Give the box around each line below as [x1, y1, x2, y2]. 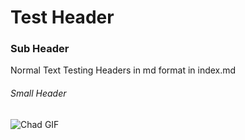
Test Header [10, 6, 115, 29]
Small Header [10, 87, 67, 100]
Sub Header [10, 42, 70, 56]
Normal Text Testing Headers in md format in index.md [10, 64, 237, 76]
